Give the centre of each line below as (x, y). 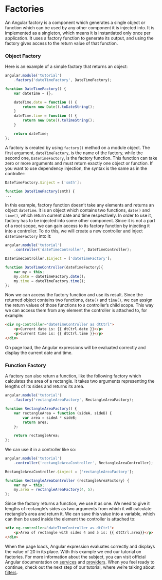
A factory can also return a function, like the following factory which (73, 376)
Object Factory (23, 56)
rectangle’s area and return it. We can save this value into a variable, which (80, 514)
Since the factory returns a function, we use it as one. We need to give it (77, 503)
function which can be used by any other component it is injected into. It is (80, 27)
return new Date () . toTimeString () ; (59, 121)
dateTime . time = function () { (45, 116)
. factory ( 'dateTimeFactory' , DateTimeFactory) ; (63, 80)
